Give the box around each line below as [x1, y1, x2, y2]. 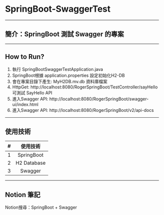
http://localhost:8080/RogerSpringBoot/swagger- [49, 96, 149, 102]
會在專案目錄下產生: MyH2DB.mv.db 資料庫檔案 [12, 78, 108, 84]
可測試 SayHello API [12, 89, 53, 96]
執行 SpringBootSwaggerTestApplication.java [12, 66, 103, 72]
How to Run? [5, 53, 45, 61]
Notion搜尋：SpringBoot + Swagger [5, 204, 77, 211]
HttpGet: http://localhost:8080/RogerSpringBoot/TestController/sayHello [12, 84, 158, 90]
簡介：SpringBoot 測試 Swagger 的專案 [5, 30, 124, 39]
